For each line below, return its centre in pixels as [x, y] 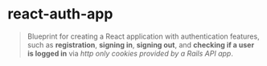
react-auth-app [60, 14]
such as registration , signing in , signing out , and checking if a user [141, 44]
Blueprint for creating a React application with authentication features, [143, 36]
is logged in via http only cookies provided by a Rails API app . [130, 53]
